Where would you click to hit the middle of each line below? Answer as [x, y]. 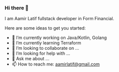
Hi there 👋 [17, 8]
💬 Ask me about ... [30, 59]
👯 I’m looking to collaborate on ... [45, 48]
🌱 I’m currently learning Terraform [46, 43]
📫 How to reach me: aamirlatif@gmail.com [56, 64]
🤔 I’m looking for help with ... [41, 53]
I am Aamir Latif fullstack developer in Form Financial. [59, 19]
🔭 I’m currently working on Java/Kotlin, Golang [59, 38]
